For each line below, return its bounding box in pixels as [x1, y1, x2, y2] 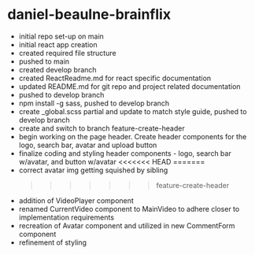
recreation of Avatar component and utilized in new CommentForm [18, 220, 235, 230]
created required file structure [18, 48, 116, 57]
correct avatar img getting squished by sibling [18, 165, 168, 175]
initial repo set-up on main [18, 31, 104, 41]
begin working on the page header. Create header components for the [18, 131, 247, 141]
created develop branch [18, 65, 97, 74]
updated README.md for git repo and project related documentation [18, 81, 241, 91]
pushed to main [18, 57, 70, 66]
